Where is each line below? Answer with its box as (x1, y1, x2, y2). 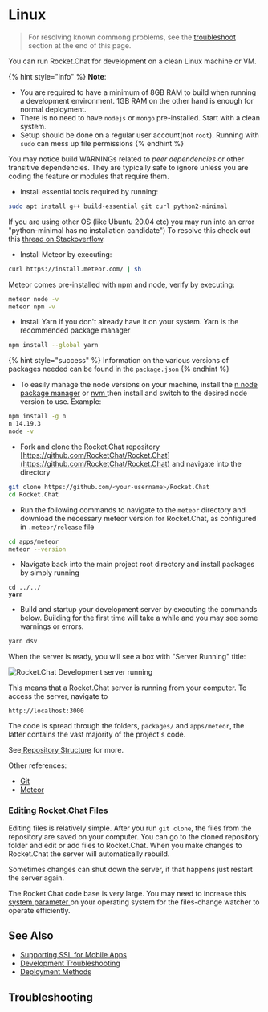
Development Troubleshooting (19, 958, 120, 969)
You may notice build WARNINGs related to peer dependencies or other (8, 154, 245, 164)
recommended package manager (19, 325, 131, 335)
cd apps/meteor (8, 537, 59, 545)
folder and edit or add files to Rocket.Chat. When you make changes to (8, 840, 242, 850)
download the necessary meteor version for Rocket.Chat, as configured (19, 513, 257, 523)
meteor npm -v (8, 303, 56, 311)
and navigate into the (171, 459, 242, 468)
